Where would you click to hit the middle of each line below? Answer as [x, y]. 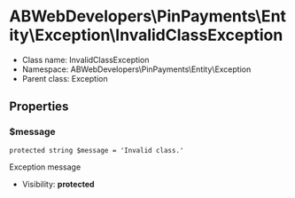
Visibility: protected [58, 184]
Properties [39, 107]
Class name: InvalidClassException [85, 59]
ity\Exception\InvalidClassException [146, 35]
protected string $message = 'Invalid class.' [97, 150]
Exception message [45, 167]
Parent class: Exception [65, 78]
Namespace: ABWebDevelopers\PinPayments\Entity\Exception [136, 69]
